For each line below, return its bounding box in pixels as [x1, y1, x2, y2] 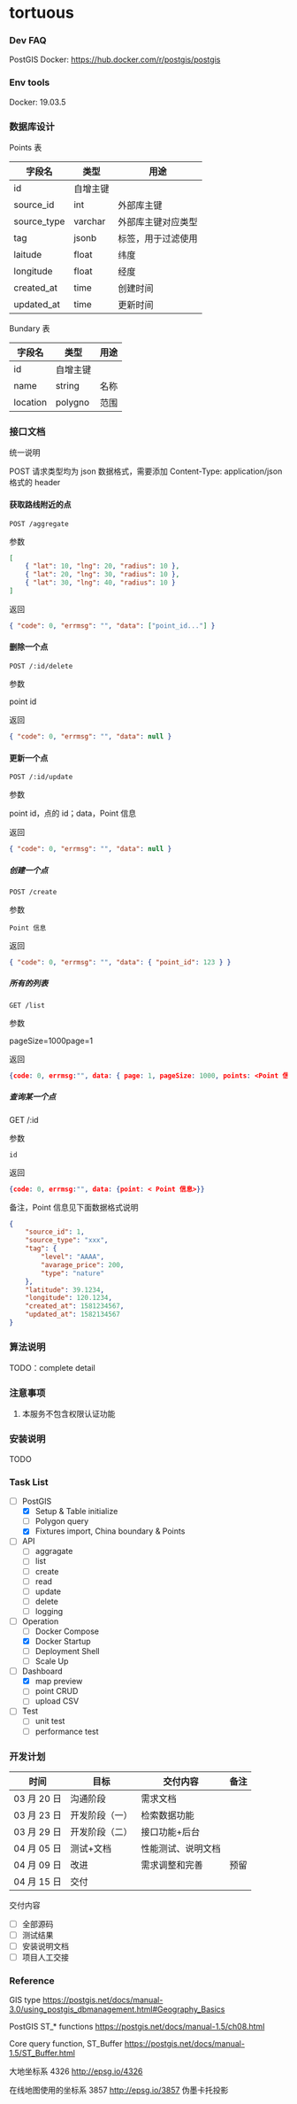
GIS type [9, 1995, 42, 2006]
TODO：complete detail [9, 1363, 95, 1373]
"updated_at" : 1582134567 [25, 1310, 121, 1319]
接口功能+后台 [141, 1825, 201, 1837]
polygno [55, 397, 90, 409]
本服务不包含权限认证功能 [21, 1409, 116, 1419]
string [55, 380, 80, 392]
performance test [34, 1726, 99, 1737]
